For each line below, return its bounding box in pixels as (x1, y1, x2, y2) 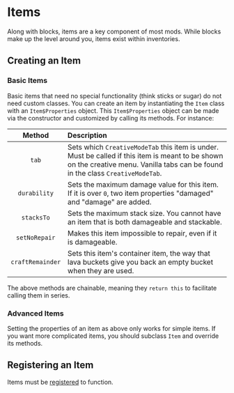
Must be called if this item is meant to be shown (67, 151, 224, 160)
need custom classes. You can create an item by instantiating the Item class (7, 99, 225, 107)
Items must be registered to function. (7, 378, 114, 386)
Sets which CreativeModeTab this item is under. (67, 142, 219, 152)
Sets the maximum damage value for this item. (67, 179, 219, 189)
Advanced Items (7, 308, 64, 318)
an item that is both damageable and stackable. (67, 217, 222, 226)
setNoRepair (16, 233, 56, 241)
